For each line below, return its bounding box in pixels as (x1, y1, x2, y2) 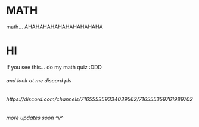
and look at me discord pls (6, 77, 72, 84)
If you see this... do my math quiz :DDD (6, 63, 102, 71)
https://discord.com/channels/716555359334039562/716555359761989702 (6, 96, 194, 103)
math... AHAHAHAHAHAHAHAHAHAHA (6, 23, 103, 30)
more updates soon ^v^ (6, 114, 64, 121)
